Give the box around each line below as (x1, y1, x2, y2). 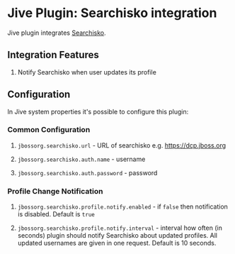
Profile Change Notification (7, 186, 103, 196)
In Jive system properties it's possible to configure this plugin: (7, 107, 189, 116)
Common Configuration (7, 125, 91, 135)
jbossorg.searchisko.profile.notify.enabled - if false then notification (17, 202, 229, 211)
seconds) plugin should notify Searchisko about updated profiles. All (17, 231, 218, 240)
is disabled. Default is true (17, 210, 96, 219)
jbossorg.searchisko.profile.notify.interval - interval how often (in (17, 223, 223, 232)
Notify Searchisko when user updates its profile (17, 67, 157, 76)
